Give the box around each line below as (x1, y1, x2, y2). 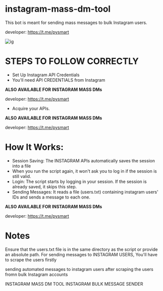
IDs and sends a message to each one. (12, 194, 90, 200)
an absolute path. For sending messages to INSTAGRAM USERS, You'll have (5, 251, 158, 257)
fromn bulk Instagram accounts (5, 271, 68, 277)
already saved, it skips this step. (12, 183, 77, 189)
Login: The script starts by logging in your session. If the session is (12, 179, 147, 184)
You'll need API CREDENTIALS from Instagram (12, 77, 105, 83)
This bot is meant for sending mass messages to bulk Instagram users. (5, 20, 147, 25)
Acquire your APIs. (12, 105, 50, 111)
